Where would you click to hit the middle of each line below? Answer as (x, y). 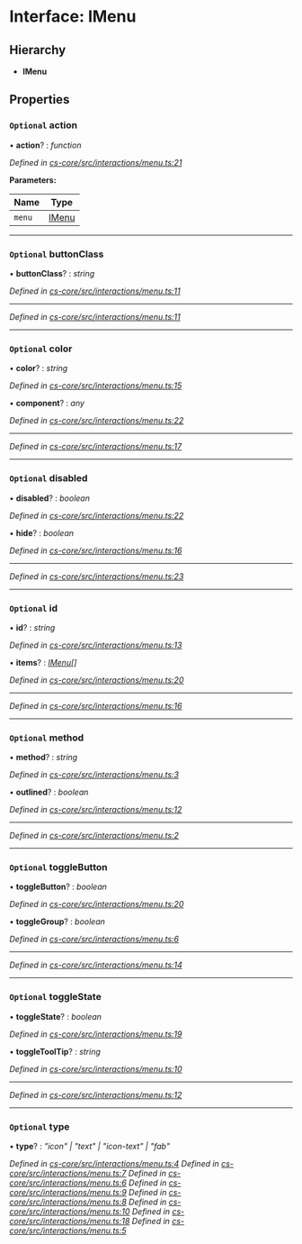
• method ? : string (44, 758)
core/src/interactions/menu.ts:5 (68, 1230)
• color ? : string (39, 368)
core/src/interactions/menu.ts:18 (70, 1221)
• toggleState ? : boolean (55, 1016)
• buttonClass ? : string (52, 273)
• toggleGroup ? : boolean (57, 922)
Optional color (41, 349)
